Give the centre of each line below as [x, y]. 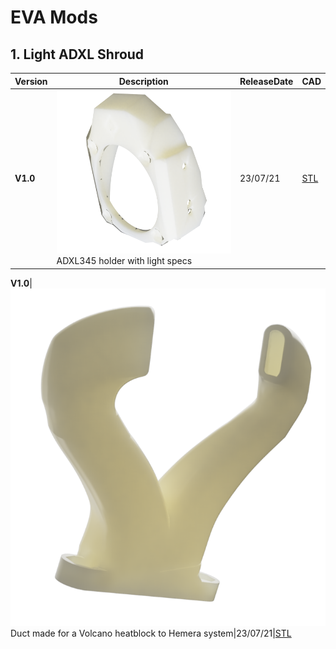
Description [143, 81]
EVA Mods [54, 17]
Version [31, 81]
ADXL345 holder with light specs [124, 261]
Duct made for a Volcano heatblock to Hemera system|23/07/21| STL [151, 633]
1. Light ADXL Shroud [77, 54]
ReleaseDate [266, 81]
